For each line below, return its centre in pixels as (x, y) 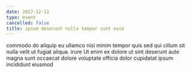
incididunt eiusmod (30, 65)
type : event (21, 17)
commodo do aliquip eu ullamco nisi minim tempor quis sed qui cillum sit (96, 45)
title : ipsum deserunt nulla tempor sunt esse (65, 28)
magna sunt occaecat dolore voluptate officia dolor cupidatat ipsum (90, 58)
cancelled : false (28, 23)
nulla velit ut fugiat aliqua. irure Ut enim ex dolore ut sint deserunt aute (93, 52)
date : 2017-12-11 (28, 12)
